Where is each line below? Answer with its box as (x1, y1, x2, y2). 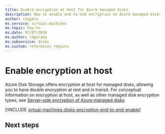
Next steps (5, 121, 39, 129)
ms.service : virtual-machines (5, 21, 67, 26)
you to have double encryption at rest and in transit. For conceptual (5, 87, 141, 93)
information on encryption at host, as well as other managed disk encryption (5, 92, 160, 98)
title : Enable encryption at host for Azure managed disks (5, 7, 129, 12)
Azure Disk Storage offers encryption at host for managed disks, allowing (5, 81, 154, 87)
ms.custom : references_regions (5, 44, 69, 49)
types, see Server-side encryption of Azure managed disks (5, 97, 125, 103)
